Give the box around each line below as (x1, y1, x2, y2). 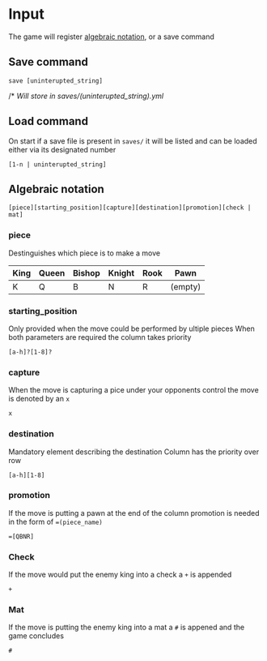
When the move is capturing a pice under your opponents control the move (8, 385, 259, 395)
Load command (8, 114, 89, 128)
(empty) (170, 281, 201, 292)
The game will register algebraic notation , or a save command (8, 32, 214, 41)
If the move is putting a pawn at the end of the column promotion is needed (8, 508, 261, 517)
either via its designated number (8, 144, 117, 154)
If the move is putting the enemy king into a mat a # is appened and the (8, 622, 245, 633)
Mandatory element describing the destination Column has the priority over (8, 447, 260, 457)
